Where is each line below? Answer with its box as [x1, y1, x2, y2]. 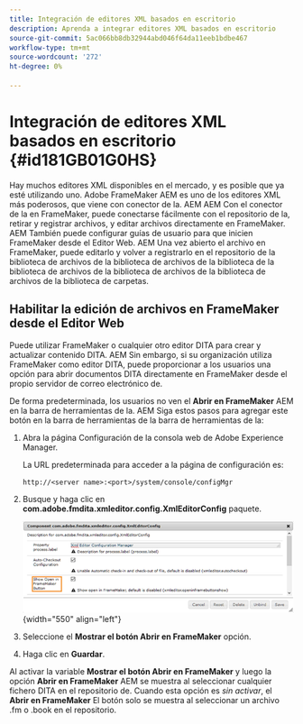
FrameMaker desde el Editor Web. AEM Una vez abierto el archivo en [9, 237, 266, 248]
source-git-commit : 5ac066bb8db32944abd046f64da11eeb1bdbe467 [9, 33, 248, 42]
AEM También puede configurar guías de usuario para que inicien [9, 227, 253, 238]
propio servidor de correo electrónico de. [9, 378, 163, 389]
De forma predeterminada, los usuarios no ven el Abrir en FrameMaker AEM [9, 395, 294, 406]
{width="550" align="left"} [22, 614, 122, 625]
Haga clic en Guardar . [22, 649, 106, 660]
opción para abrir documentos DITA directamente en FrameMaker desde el [9, 368, 288, 379]
